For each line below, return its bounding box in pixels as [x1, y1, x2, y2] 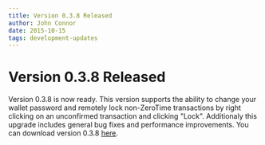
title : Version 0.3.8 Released [8, 11, 113, 20]
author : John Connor [8, 19, 77, 27]
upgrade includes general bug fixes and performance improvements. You [8, 120, 249, 130]
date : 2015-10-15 [8, 26, 66, 34]
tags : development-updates [8, 33, 98, 42]
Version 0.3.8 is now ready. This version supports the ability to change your [8, 95, 257, 104]
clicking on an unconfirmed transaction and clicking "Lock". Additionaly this [8, 112, 258, 121]
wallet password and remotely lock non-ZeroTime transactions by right [8, 103, 242, 112]
